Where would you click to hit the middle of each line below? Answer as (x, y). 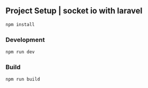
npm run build (23, 79)
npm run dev (20, 52)
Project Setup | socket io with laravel (74, 11)
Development (25, 40)
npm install (20, 24)
